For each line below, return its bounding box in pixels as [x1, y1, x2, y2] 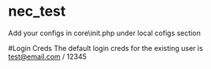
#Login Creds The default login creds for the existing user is [8, 43, 203, 53]
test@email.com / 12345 [8, 52, 87, 61]
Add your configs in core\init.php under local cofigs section [8, 28, 201, 38]
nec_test [8, 2, 66, 20]
